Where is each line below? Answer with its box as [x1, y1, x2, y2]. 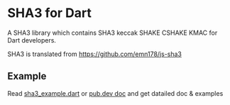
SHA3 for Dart [7, 5, 92, 21]
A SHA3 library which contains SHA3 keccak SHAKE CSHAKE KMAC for [7, 28, 218, 37]
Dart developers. [7, 35, 57, 44]
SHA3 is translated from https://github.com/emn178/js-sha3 [7, 50, 182, 58]
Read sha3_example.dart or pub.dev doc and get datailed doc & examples [7, 89, 224, 97]
